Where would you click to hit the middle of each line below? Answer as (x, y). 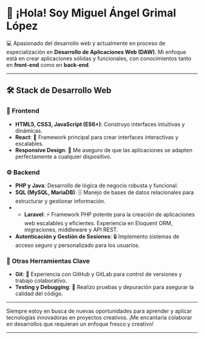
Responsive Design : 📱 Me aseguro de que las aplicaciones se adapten (104, 150)
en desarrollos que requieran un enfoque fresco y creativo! (80, 324)
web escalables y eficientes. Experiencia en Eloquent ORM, (98, 223)
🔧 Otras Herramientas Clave (48, 260)
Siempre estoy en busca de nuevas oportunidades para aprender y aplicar (99, 311)
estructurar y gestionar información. (60, 201)
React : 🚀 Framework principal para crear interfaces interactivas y (97, 137)
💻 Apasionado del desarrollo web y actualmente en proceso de (86, 43)
